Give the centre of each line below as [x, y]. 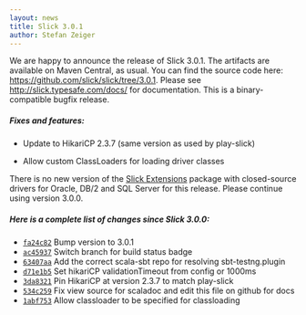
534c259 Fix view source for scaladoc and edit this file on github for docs [158, 291]
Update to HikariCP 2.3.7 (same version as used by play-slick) [139, 143]
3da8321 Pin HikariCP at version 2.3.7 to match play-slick [128, 281]
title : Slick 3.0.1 [46, 26]
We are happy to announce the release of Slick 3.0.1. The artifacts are [140, 61]
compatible [31, 100]
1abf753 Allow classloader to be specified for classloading [131, 300]
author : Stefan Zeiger [52, 35]
